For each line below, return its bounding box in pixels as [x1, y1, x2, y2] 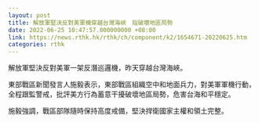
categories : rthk [8, 41, 65, 49]
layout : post [8, 11, 51, 20]
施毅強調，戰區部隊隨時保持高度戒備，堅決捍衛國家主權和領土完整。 [8, 107, 228, 116]
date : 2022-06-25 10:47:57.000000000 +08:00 [8, 26, 156, 34]
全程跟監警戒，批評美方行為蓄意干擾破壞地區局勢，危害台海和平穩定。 [8, 89, 235, 99]
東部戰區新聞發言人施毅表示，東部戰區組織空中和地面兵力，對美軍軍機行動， [8, 80, 256, 89]
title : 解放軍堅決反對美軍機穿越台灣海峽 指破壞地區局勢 [8, 19, 173, 27]
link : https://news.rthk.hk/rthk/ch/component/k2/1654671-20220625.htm [8, 33, 247, 42]
